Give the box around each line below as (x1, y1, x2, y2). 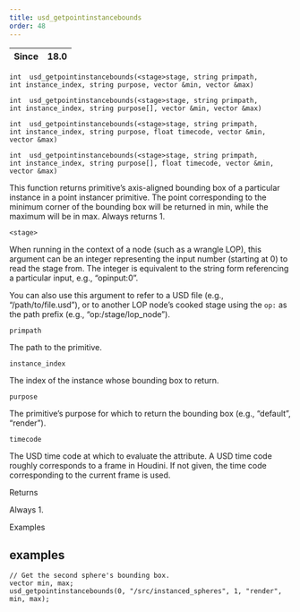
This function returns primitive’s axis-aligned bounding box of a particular (9, 182, 280, 193)
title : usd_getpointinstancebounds (9, 13, 142, 22)
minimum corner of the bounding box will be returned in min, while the (9, 201, 269, 211)
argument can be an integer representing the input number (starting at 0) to (9, 253, 288, 264)
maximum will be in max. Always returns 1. (9, 211, 166, 221)
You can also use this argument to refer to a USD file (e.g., (9, 289, 224, 300)
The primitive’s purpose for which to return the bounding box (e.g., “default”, (9, 408, 291, 418)
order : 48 (9, 22, 47, 30)
